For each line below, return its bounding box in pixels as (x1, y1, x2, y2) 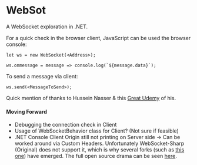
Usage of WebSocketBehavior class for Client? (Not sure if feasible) (14, 127, 179, 134)
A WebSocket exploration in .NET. (6, 23, 88, 30)
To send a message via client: (6, 72, 78, 80)
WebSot (6, 4, 46, 17)
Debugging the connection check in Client (14, 121, 117, 128)
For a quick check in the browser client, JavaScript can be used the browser (6, 34, 191, 41)
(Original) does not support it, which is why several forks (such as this (14, 146, 185, 153)
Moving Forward (6, 108, 47, 115)
